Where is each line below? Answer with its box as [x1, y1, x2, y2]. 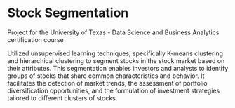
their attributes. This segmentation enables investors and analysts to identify [7, 64, 229, 72]
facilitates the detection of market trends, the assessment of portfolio [7, 79, 208, 87]
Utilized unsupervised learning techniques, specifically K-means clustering [7, 49, 223, 58]
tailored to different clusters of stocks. [7, 93, 118, 102]
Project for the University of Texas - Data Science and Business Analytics [7, 28, 220, 36]
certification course [7, 35, 65, 43]
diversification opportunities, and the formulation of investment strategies [7, 86, 220, 95]
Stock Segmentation [7, 5, 129, 21]
